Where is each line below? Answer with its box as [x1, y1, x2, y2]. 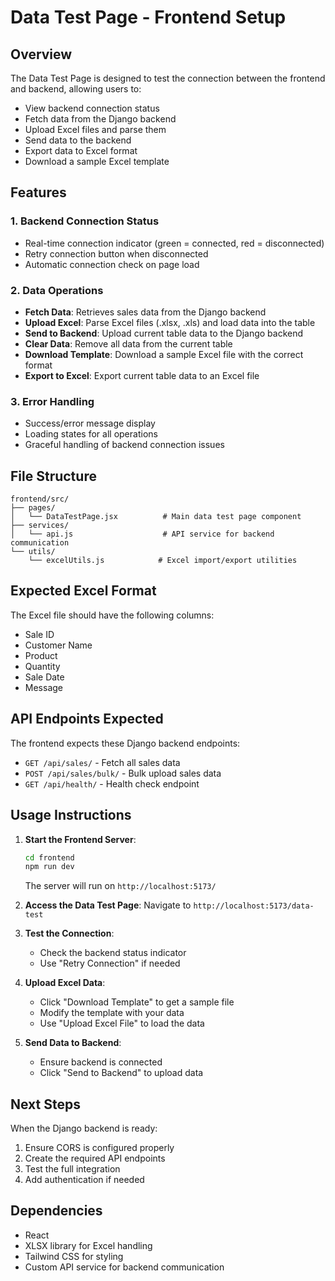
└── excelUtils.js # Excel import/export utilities [28, 556, 298, 566]
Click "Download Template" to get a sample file [39, 996, 235, 1008]
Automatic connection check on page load [24, 258, 200, 270]
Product [24, 649, 58, 661]
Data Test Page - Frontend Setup [10, 6, 287, 29]
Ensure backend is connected [39, 1056, 163, 1068]
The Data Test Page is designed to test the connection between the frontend [10, 72, 326, 84]
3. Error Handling [10, 394, 95, 408]
